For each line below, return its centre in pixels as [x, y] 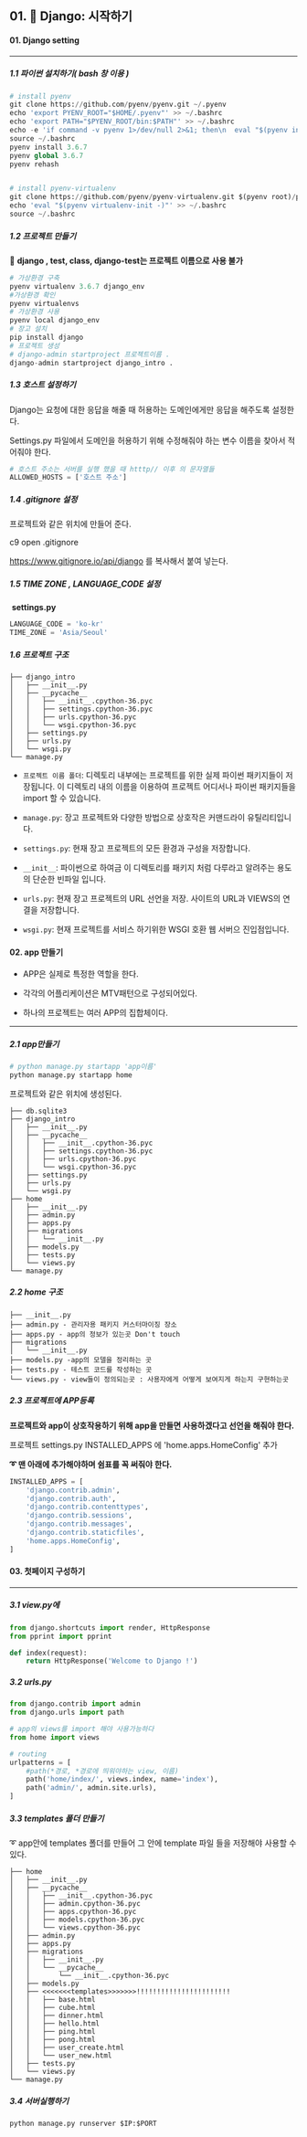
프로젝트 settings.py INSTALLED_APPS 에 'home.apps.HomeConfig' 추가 [144, 1444]
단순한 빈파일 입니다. [69, 879]
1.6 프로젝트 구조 [39, 654]
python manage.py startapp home [71, 1075]
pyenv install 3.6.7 [49, 147]
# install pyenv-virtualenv [63, 189]
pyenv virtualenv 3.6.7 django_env [77, 286]
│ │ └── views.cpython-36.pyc [75, 1928]
